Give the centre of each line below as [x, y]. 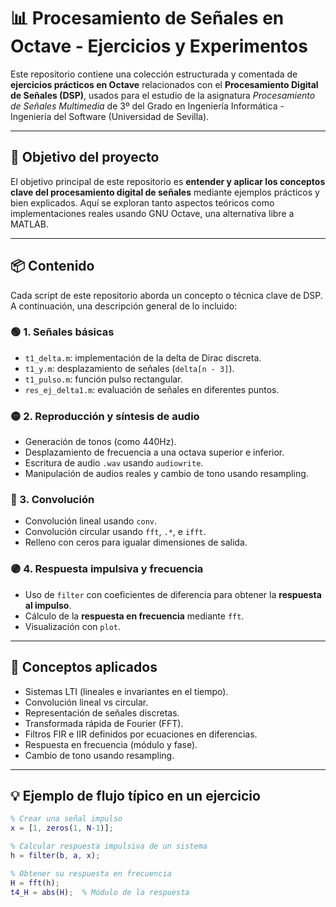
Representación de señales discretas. [102, 712]
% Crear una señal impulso [66, 819]
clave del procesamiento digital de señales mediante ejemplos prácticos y [165, 192]
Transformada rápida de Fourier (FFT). [104, 723]
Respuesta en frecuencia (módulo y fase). [111, 744]
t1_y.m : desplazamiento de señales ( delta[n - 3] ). [129, 368]
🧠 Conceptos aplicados [84, 667]
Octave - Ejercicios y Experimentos [159, 46]
